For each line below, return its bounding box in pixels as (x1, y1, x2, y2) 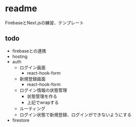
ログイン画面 (19, 64, 46, 70)
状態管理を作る (27, 93, 57, 99)
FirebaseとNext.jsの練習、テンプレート (5, 20, 84, 25)
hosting (12, 53, 28, 59)
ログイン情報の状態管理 (19, 87, 67, 93)
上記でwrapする (27, 99, 59, 105)
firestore (12, 117, 29, 123)
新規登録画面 (19, 76, 46, 81)
